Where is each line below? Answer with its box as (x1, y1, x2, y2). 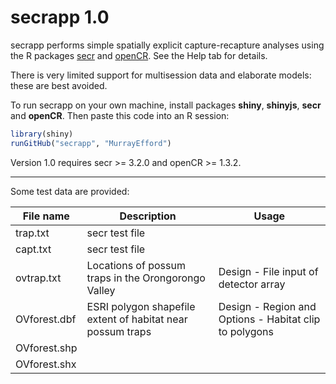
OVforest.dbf (15, 312, 77, 326)
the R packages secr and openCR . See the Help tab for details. (10, 49, 268, 61)
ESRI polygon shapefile (86, 299, 196, 313)
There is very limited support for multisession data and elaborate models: (10, 69, 312, 81)
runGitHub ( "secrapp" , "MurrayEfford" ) (10, 138, 172, 148)
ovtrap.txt (15, 271, 62, 285)
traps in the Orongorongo (86, 271, 206, 285)
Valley (86, 283, 116, 297)
